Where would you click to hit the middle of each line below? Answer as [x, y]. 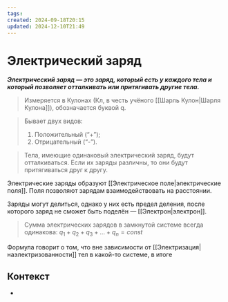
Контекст [28, 276]
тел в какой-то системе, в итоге [125, 255]
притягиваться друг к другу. [66, 170]
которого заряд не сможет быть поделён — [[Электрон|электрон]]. [107, 211]
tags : [15, 13]
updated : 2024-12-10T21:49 [46, 26]
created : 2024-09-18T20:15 [46, 20]
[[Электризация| [177, 247]
